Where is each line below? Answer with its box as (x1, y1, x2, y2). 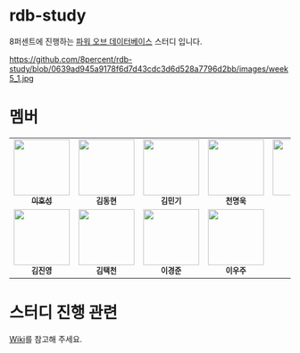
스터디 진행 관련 (9, 303, 118, 323)
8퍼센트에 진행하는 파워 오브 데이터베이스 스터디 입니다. (9, 36, 203, 46)
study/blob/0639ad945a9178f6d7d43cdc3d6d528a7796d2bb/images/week (9, 63, 288, 74)
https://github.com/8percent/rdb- (9, 54, 133, 64)
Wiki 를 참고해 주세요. (9, 333, 83, 344)
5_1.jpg (9, 72, 34, 83)
